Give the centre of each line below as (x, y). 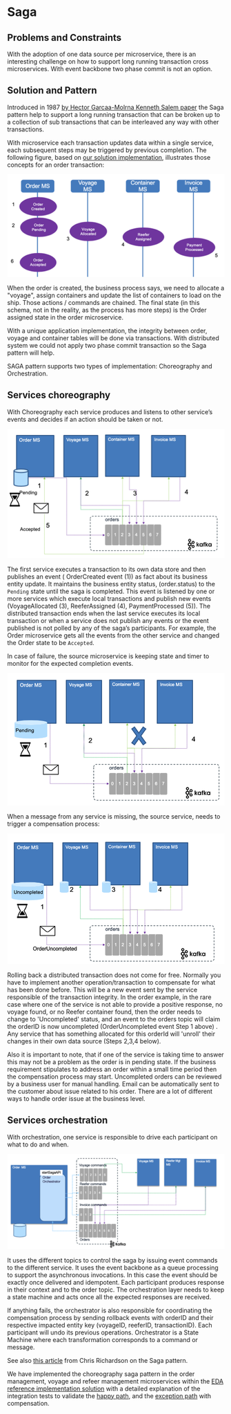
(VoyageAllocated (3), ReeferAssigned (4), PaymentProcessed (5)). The (109, 606)
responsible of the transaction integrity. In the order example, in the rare (109, 997)
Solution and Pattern (52, 91)
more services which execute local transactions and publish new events (109, 599)
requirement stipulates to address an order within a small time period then (112, 1069)
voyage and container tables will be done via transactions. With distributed (113, 338)
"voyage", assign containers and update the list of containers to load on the (114, 295)
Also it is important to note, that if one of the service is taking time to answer (115, 1054)
